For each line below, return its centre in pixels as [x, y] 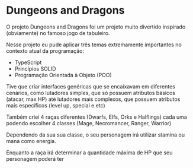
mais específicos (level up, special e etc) [56, 105]
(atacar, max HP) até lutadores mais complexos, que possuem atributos [93, 99]
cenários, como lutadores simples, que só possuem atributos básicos [91, 93]
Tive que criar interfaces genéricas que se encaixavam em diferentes [91, 86]
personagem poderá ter [35, 159]
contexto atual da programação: [45, 50]
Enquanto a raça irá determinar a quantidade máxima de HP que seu [89, 153]
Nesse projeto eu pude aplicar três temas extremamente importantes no [94, 45]
